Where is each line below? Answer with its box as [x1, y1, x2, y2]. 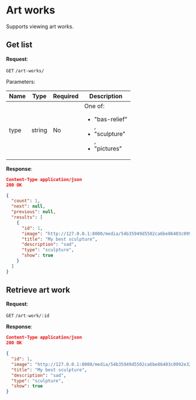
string [31, 126, 48, 134]
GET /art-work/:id [6, 313, 50, 319]
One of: [84, 102, 105, 110]
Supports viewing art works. [6, 23, 74, 30]
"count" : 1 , [11, 198, 41, 204]
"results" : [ [11, 214, 43, 220]
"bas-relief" [94, 115, 128, 123]
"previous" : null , [11, 209, 57, 215]
